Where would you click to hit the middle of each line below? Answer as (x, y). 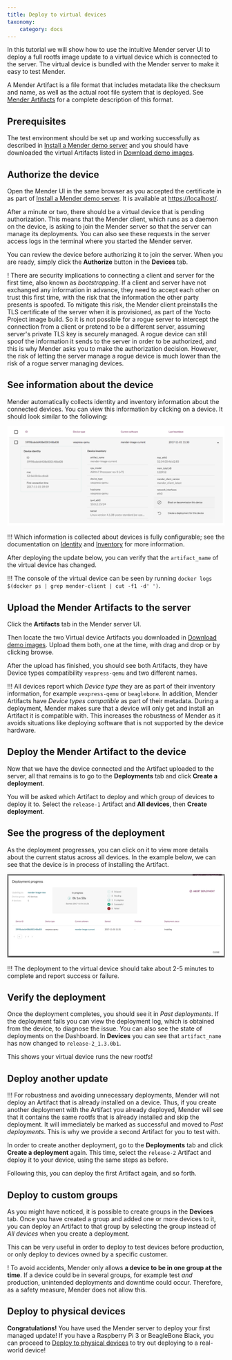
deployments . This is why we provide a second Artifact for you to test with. (114, 1132)
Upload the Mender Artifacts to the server (99, 607)
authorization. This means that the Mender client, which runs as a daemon (113, 219)
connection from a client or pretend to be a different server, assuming (106, 327)
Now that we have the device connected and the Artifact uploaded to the (110, 768)
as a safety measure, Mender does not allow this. (77, 1290)
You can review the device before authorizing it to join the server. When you (115, 255)
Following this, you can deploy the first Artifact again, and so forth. (102, 1174)
